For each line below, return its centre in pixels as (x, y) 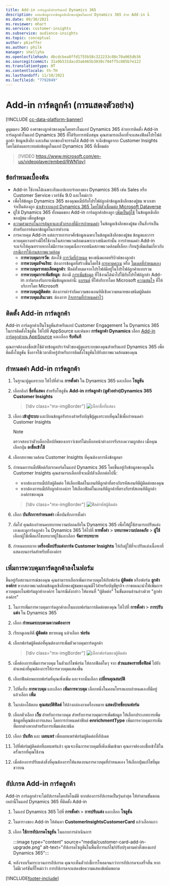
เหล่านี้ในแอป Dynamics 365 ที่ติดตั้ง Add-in (46, 801)
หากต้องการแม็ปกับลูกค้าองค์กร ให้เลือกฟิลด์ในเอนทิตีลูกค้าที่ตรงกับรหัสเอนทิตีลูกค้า (88, 489)
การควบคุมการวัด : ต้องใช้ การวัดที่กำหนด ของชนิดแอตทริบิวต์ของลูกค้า (78, 257)
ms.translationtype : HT (31, 66)
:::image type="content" (38, 842)
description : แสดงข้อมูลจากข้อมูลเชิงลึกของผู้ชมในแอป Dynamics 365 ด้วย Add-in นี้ (78, 15)
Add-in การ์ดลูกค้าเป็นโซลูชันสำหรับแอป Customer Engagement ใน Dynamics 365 (82, 325)
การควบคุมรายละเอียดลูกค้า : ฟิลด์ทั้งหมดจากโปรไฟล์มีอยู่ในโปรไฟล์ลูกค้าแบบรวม (86, 269)
